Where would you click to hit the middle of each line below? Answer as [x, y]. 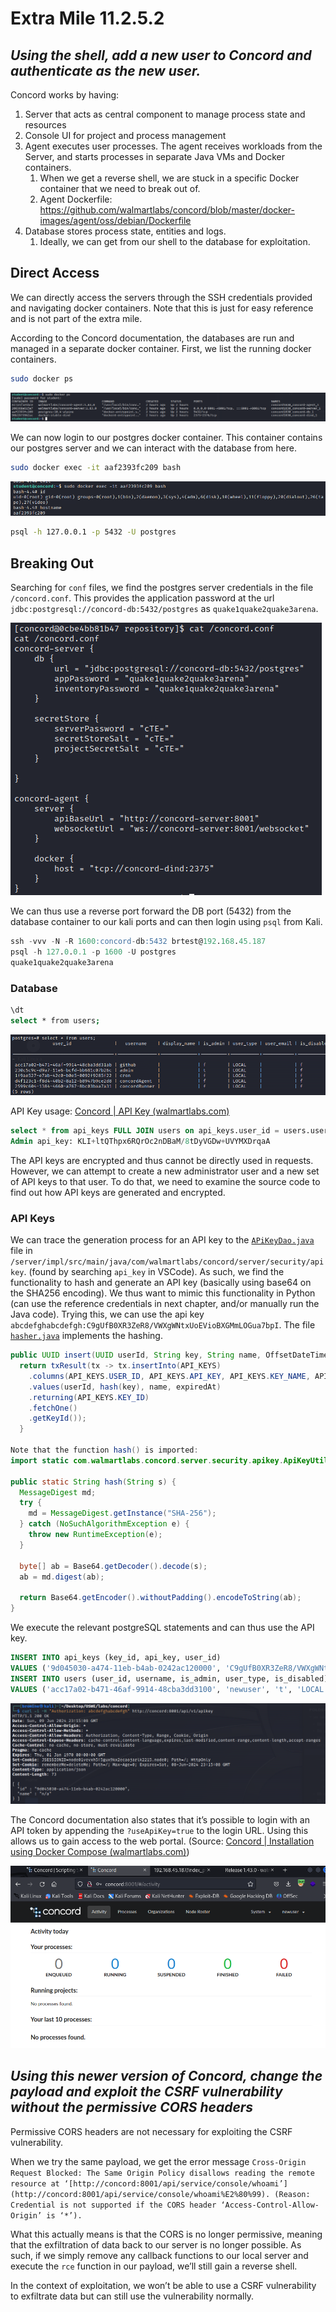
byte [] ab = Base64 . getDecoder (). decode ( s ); [113, 1566]
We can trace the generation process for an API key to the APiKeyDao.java [162, 1240]
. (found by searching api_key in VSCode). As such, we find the [154, 1272]
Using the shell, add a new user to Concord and [161, 55]
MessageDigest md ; [58, 1492]
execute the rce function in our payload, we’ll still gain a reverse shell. [154, 2266]
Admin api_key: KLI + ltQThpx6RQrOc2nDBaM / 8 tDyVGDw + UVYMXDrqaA [140, 1141]
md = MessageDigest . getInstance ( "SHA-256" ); [122, 1513]
